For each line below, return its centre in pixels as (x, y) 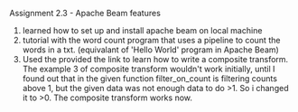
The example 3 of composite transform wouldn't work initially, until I (149, 69)
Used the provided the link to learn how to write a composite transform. (155, 59)
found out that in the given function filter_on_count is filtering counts (150, 79)
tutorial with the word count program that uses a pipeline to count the (151, 40)
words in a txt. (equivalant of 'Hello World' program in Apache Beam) (151, 50)
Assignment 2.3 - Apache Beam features (85, 13)
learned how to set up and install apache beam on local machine (142, 30)
